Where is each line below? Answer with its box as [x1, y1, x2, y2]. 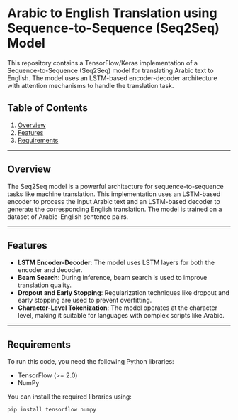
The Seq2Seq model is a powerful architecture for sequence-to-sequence [7, 182, 225, 190]
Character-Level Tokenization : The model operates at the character [17, 303, 218, 312]
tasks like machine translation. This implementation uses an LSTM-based [7, 190, 221, 198]
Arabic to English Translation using [7, 5, 217, 21]
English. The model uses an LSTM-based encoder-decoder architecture [7, 73, 217, 82]
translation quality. [17, 281, 72, 289]
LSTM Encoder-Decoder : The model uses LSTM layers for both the [17, 258, 215, 267]
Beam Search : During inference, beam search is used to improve [17, 274, 208, 282]
